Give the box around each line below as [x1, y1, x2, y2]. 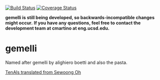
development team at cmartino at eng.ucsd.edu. [5, 25, 110, 31]
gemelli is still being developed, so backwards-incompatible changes [5, 15, 155, 20]
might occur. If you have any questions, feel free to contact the [5, 20, 141, 26]
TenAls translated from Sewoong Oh [5, 69, 81, 75]
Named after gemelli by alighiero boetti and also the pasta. [5, 59, 128, 65]
